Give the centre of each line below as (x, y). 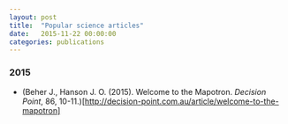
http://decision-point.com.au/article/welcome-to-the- (182, 101)
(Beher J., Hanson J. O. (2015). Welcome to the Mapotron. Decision (144, 91)
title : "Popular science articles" (76, 26)
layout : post (33, 17)
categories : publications (57, 42)
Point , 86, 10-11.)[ (53, 101)
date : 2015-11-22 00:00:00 (63, 33)
